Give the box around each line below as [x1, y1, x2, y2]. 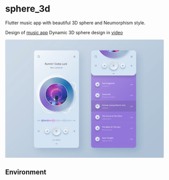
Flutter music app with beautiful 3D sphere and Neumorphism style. [5, 20, 146, 26]
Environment [5, 167, 47, 176]
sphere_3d [5, 3, 50, 15]
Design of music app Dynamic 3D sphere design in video [5, 29, 123, 35]
